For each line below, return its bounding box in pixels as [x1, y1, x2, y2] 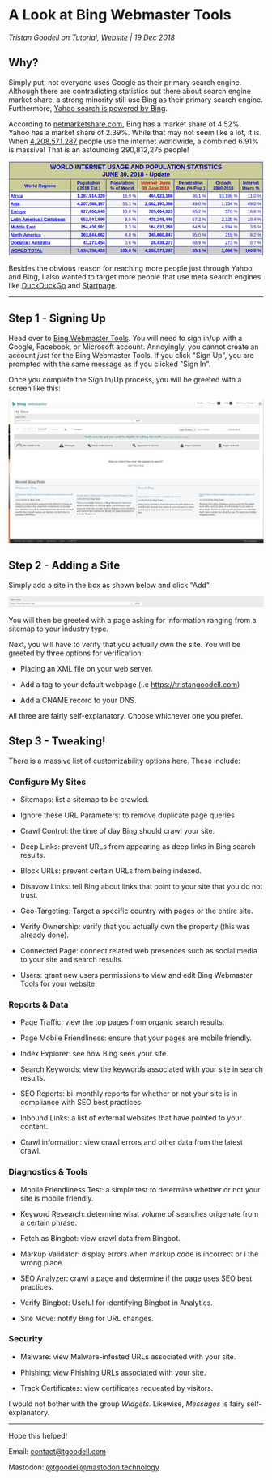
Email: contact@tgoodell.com [8, 1446, 107, 1456]
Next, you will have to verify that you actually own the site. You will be [8, 639, 241, 649]
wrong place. [19, 1257, 65, 1267]
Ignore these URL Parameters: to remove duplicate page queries [19, 810, 235, 820]
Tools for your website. [19, 979, 97, 988]
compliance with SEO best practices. [19, 1098, 143, 1107]
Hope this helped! [8, 1431, 68, 1440]
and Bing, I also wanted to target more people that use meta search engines [8, 272, 261, 282]
